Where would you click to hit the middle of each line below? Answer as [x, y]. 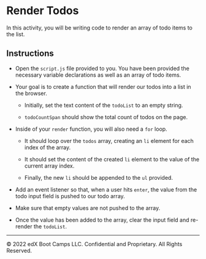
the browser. [31, 93]
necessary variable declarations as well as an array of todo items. [98, 75]
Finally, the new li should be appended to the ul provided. [99, 177]
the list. [16, 34]
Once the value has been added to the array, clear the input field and [102, 220]
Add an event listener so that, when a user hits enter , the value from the [106, 189]
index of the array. [48, 147]
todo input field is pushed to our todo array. [70, 196]
